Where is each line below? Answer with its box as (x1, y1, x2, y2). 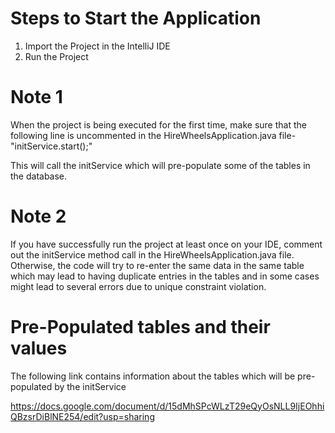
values (10, 337, 68, 359)
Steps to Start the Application (10, 7, 262, 30)
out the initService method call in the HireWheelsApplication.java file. (10, 248, 295, 261)
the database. (10, 170, 68, 182)
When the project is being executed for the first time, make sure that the (10, 118, 307, 131)
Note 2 (10, 205, 67, 228)
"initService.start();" (10, 140, 93, 152)
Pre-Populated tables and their (10, 316, 271, 338)
